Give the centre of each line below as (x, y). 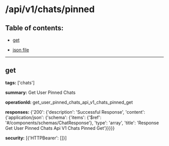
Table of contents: (34, 28)
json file (21, 50)
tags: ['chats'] (20, 82)
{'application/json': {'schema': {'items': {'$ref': (53, 117)
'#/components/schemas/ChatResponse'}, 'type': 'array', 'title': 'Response (82, 123)
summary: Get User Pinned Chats (40, 92)
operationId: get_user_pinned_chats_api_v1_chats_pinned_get (69, 102)
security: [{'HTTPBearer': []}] (36, 138)
